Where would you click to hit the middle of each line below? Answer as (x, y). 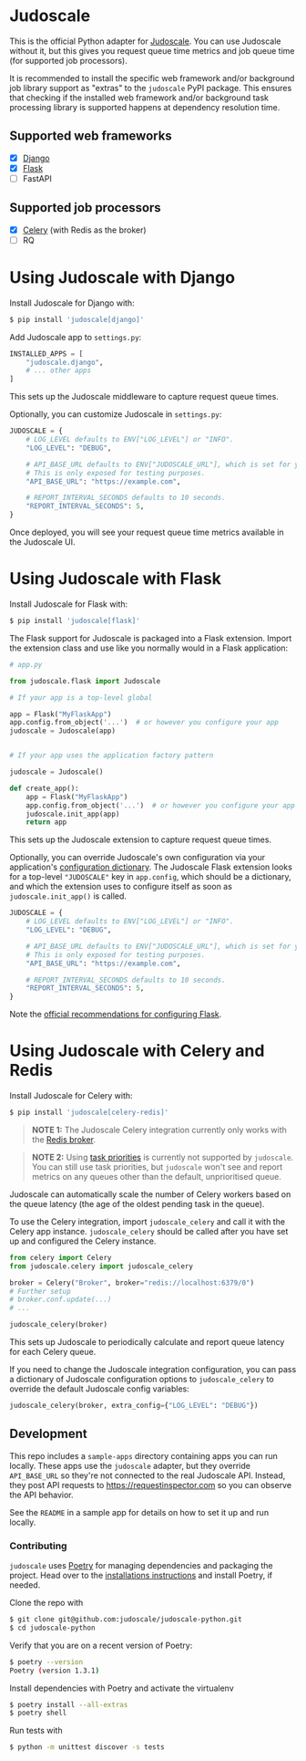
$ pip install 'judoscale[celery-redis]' (89, 1113)
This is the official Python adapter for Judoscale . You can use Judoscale (145, 41)
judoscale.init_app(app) (73, 814)
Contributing (38, 1546)
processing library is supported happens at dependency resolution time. (145, 107)
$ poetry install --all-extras (69, 1704)
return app (46, 822)
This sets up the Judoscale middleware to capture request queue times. (144, 397)
